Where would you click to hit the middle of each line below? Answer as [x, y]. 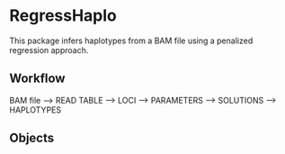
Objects [32, 138]
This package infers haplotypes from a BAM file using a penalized [131, 41]
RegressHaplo [63, 16]
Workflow [37, 79]
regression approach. [49, 50]
